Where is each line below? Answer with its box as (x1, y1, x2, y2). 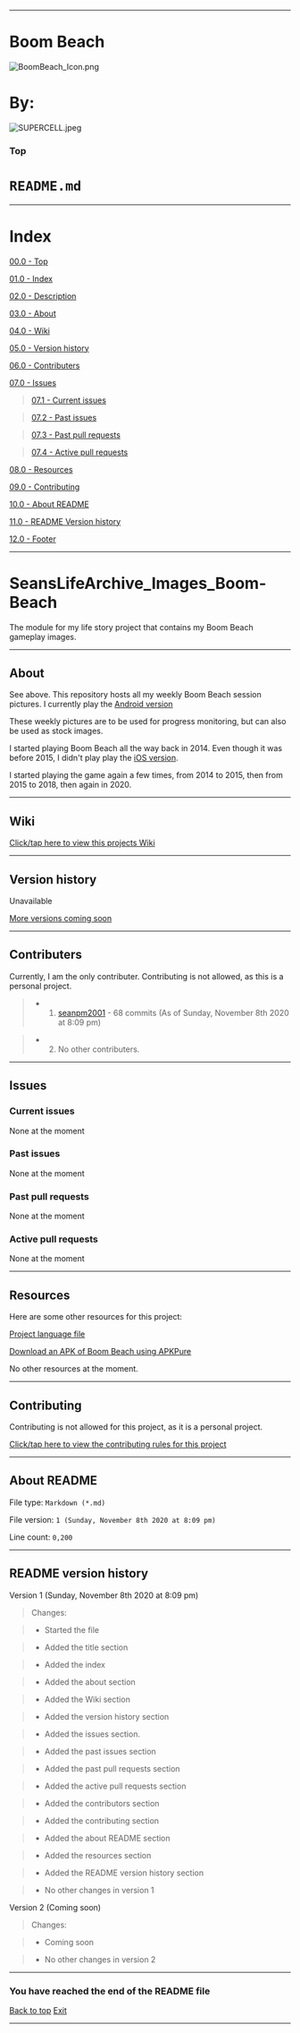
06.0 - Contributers (9, 360, 80, 371)
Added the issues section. (44, 1729, 141, 1739)
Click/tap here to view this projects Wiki (9, 838, 155, 849)
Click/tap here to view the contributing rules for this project (9, 1439, 227, 1450)
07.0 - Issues (9, 377, 56, 388)
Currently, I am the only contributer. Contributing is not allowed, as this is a (9, 970, 284, 981)
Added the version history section (44, 1711, 170, 1721)
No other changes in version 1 (44, 1884, 154, 1895)
